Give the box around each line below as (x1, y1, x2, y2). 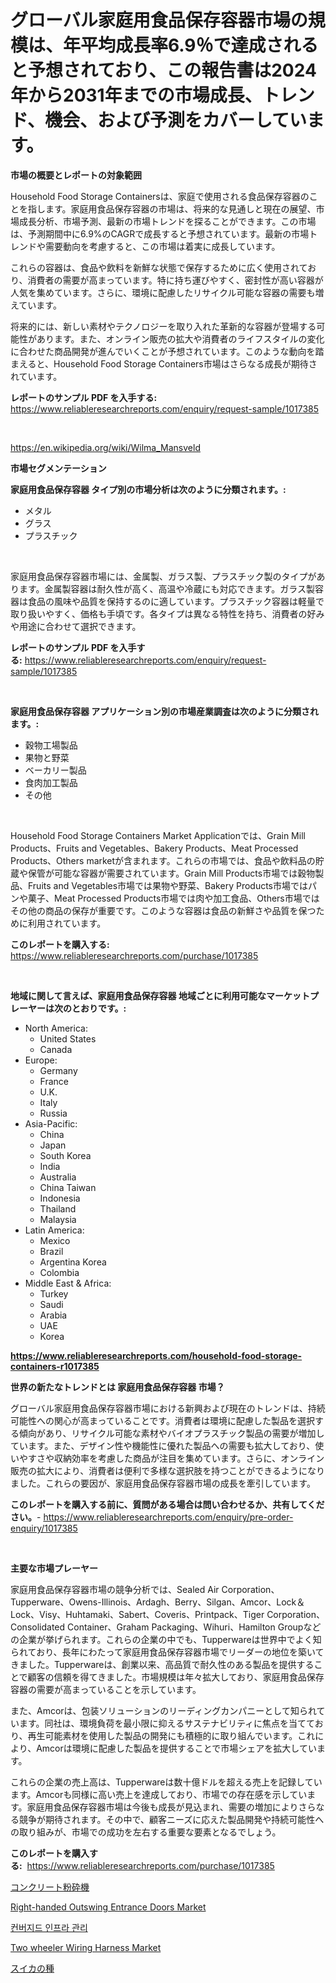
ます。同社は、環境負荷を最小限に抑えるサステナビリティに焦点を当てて (18, 1717, 315, 1729)
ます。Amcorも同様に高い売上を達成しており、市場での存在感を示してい (10, 1788, 308, 1800)
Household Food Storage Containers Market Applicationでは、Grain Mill (10, 829, 306, 841)
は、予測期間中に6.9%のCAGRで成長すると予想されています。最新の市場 (10, 227, 310, 240)
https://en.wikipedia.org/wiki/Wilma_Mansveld (10, 441, 201, 453)
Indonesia (39, 1192, 81, 1204)
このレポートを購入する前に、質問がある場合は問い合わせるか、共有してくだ (10, 1498, 325, 1510)
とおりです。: (71, 1002, 127, 1014)
